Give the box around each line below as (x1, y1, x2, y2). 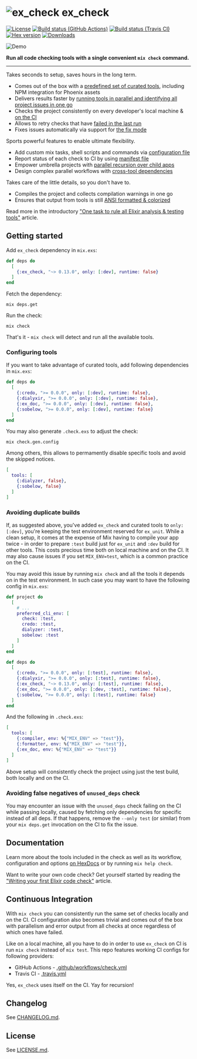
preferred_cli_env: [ (16, 610, 69, 616)
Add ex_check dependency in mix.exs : (6, 246, 98, 253)
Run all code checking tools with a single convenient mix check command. (6, 54, 189, 61)
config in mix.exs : (6, 582, 49, 589)
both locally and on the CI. (6, 774, 70, 781)
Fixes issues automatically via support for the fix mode (14, 126, 147, 133)
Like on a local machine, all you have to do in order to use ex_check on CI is (6, 940, 187, 947)
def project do (6, 594, 43, 600)
